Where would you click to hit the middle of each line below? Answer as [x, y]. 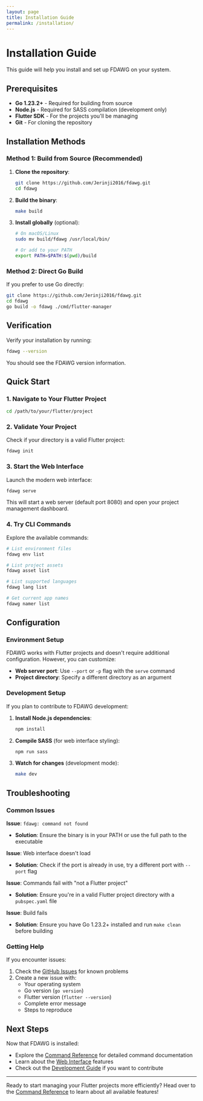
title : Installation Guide [40, 18]
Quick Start [28, 381]
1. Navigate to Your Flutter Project [56, 399]
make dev [26, 774]
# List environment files [39, 548]
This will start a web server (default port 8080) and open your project [93, 502]
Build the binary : [36, 200]
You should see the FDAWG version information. [66, 362]
